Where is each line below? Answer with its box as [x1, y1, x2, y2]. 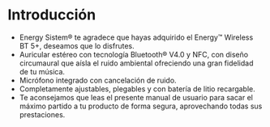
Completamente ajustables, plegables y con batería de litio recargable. [19, 83, 256, 94]
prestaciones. [19, 109, 66, 119]
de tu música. [19, 66, 66, 76]
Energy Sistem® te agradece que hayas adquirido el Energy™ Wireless [19, 32, 254, 42]
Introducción [7, 6, 96, 24]
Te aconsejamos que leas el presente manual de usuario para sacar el [19, 92, 253, 102]
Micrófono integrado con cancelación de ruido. [19, 75, 177, 85]
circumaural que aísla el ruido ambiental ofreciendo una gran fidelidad [19, 58, 254, 68]
